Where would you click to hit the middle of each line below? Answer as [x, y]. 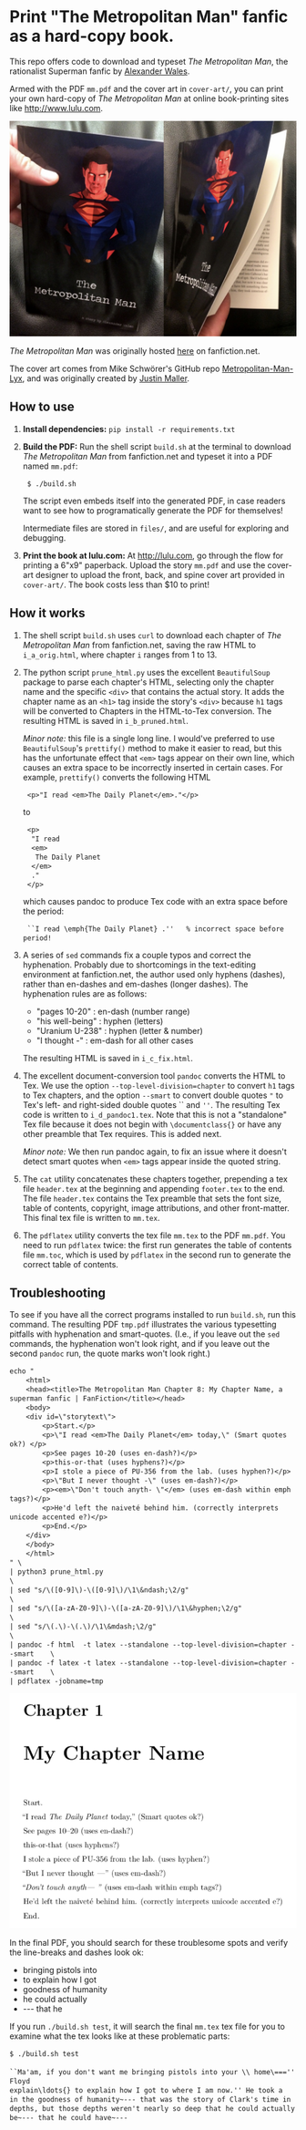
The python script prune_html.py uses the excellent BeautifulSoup [146, 672]
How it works [47, 613]
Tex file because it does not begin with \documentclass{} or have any [152, 1124]
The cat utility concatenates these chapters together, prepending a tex [155, 1179]
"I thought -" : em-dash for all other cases [115, 1040]
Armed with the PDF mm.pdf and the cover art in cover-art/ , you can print [147, 88]
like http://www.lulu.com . [56, 108]
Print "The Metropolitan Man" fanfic [149, 17]
